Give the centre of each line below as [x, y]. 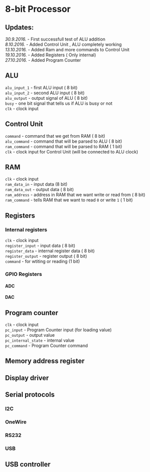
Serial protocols [30, 395]
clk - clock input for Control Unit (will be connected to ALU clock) [72, 152]
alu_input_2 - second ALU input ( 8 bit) [45, 93]
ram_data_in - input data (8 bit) [36, 184]
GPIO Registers [24, 274]
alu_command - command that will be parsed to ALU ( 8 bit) [64, 141]
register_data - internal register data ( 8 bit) [50, 251]
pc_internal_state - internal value [40, 340]
